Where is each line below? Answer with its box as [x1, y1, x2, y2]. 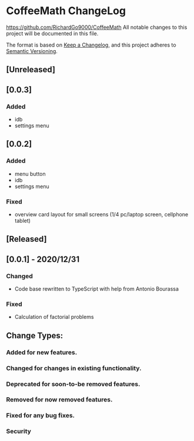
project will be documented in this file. [6, 29, 99, 37]
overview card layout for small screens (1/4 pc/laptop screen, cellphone [14, 211, 189, 218]
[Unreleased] [6, 65, 56, 75]
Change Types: [6, 330, 63, 340]
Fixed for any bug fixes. [6, 412, 75, 420]
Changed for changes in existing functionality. [6, 364, 142, 372]
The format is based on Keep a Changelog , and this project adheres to [6, 41, 176, 48]
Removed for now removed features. [6, 396, 113, 404]
